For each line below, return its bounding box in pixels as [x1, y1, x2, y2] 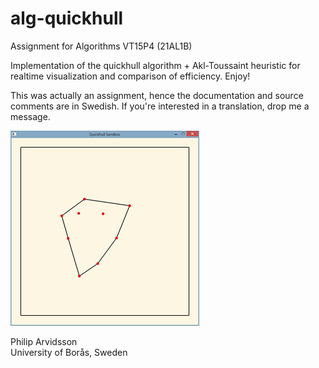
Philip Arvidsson [10, 335, 78, 347]
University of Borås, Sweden [10, 346, 128, 358]
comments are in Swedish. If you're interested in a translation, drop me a [10, 100, 310, 112]
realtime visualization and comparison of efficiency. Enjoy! [10, 70, 251, 82]
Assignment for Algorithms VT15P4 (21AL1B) [10, 40, 193, 52]
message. [10, 110, 51, 122]
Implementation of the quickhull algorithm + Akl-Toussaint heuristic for [10, 59, 301, 71]
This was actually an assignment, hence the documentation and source [10, 89, 304, 101]
